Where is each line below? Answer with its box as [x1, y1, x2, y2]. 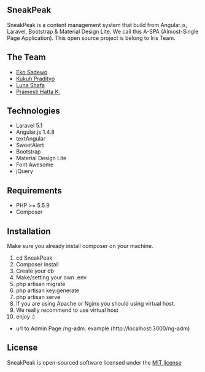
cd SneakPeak [15, 254, 53, 262]
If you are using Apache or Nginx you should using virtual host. [15, 300, 176, 308]
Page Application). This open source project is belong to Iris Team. [7, 34, 176, 42]
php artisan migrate [15, 281, 66, 288]
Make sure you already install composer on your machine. [7, 242, 153, 250]
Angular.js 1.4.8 [15, 128, 55, 136]
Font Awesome [15, 161, 54, 168]
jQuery [15, 168, 33, 175]
